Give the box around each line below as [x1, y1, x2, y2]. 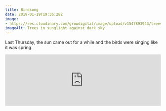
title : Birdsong [5, 7, 39, 12]
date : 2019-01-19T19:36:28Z [5, 12, 63, 17]
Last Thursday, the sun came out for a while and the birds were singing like [5, 39, 158, 45]
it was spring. [5, 45, 33, 51]
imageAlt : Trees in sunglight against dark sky [5, 26, 105, 31]
